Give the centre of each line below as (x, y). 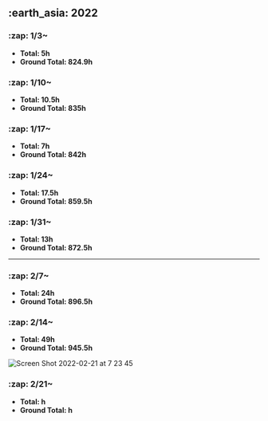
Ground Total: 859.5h (56, 201)
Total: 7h (35, 146)
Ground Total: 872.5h (56, 247)
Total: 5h (35, 53)
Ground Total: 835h (53, 108)
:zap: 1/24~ (31, 175)
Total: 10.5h (39, 100)
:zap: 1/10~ (30, 82)
